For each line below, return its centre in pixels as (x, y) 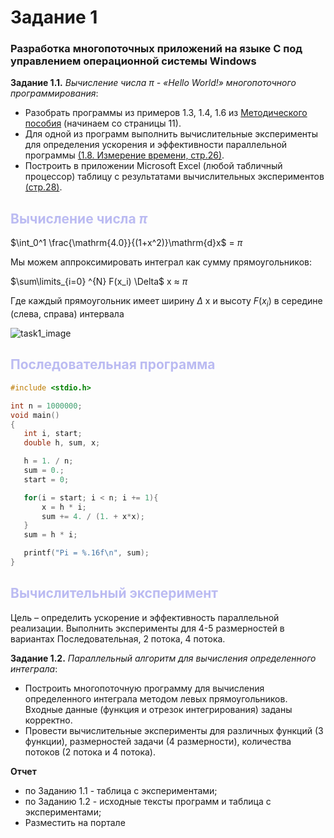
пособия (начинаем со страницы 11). (103, 123)
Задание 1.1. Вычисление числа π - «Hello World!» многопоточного (153, 83)
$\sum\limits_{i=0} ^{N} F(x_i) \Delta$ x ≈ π (99, 282)
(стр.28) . (43, 187)
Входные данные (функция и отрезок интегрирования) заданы (158, 709)
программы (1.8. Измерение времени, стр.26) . (124, 155)
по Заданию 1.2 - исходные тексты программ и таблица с (148, 801)
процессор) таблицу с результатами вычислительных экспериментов (174, 177)
